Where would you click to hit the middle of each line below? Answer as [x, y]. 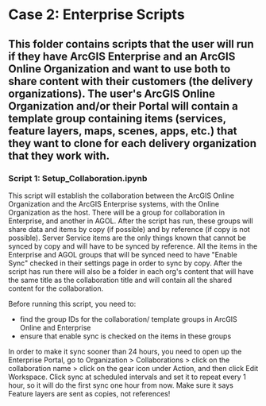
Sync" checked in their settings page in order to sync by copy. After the [125, 263]
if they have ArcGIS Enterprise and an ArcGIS [122, 56]
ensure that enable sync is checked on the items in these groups [125, 336]
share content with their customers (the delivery [131, 81]
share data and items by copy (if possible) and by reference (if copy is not [129, 229]
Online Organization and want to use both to [120, 69]
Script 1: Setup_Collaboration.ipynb [78, 178]
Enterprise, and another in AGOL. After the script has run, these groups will [131, 221]
